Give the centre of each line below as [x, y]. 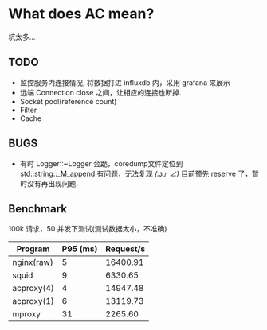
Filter [28, 110]
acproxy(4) [33, 289]
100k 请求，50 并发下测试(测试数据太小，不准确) [88, 229]
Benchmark [38, 209]
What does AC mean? [81, 14]
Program [33, 249]
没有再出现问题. [52, 183]
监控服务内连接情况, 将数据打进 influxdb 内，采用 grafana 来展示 [125, 82]
